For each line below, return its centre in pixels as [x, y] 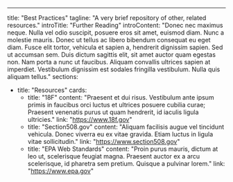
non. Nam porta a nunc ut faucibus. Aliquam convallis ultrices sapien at [109, 62]
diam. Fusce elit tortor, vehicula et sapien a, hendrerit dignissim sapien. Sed [115, 47]
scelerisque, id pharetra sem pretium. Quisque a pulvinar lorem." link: [126, 164]
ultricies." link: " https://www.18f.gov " [80, 119]
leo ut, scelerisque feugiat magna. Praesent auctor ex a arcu [114, 156]
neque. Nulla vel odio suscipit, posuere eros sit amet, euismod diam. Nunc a [115, 33]
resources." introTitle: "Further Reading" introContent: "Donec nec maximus [115, 25]
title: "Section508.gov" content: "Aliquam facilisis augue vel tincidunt [126, 127]
